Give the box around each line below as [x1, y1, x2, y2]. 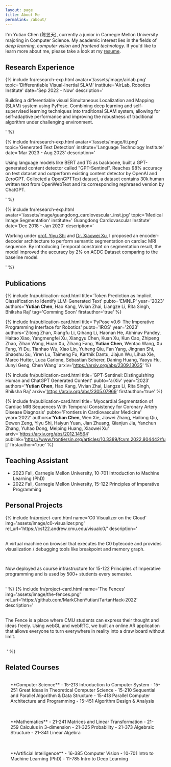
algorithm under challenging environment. [5, 119, 93, 125]
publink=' [5, 436, 26, 442]
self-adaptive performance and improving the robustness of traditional [5, 113, 154, 120]
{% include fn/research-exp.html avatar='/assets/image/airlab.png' [5, 77, 147, 83]
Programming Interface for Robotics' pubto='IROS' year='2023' [5, 324, 139, 330]
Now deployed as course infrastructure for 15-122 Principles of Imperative [5, 565, 161, 571]
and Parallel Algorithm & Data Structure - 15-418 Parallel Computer [10, 692, 150, 699]
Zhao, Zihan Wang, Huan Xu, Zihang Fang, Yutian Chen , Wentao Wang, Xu [5, 341, 162, 346]
